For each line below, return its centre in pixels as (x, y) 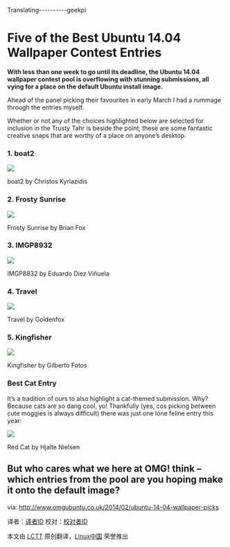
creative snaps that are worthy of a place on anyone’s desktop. (97, 135)
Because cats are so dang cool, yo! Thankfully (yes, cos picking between (112, 406)
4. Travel (22, 292)
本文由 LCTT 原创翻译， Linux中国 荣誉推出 (68, 536)
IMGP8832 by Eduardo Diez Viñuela (58, 273)
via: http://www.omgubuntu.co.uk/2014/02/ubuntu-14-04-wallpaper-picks (113, 507)
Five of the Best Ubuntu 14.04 (94, 38)
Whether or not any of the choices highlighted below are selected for (106, 120)
